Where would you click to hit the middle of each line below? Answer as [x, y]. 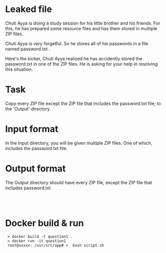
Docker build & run [45, 223]
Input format [32, 129]
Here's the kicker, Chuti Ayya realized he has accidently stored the [74, 58]
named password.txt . [28, 49]
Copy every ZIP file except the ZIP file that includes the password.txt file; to [83, 103]
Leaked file [29, 9]
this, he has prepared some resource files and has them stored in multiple [81, 28]
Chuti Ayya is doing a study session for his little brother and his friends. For [83, 23]
